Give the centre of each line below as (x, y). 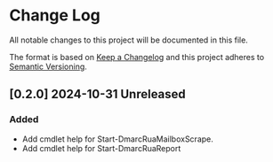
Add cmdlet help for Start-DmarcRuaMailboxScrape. (117, 139)
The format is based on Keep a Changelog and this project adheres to (137, 57)
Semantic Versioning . (48, 66)
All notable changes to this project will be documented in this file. (129, 40)
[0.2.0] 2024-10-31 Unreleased (98, 94)
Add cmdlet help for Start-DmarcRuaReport (101, 148)
